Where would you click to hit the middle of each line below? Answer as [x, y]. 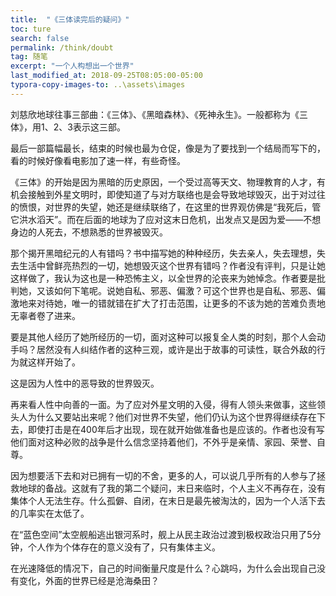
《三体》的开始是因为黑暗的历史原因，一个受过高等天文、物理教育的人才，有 [168, 182]
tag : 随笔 [29, 57]
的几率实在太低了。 [50, 513]
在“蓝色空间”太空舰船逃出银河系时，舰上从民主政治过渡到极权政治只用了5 [161, 534]
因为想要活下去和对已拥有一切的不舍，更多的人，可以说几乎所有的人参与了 [163, 475]
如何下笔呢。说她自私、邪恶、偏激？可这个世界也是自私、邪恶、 [185, 290]
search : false [40, 38]
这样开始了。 [54, 362]
